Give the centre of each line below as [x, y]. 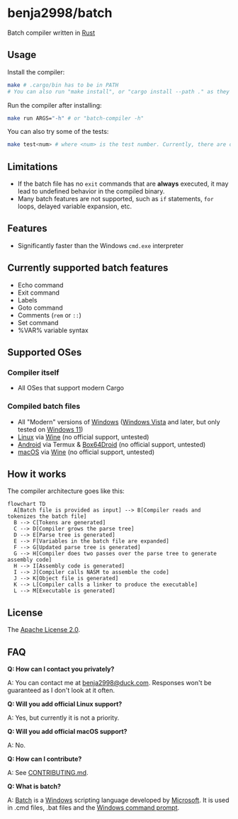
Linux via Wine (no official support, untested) [83, 436]
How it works [37, 474]
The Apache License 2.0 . [44, 630]
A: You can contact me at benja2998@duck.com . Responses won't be [109, 683]
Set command [38, 322]
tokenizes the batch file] [47, 516]
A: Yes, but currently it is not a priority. [63, 718]
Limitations [33, 167]
